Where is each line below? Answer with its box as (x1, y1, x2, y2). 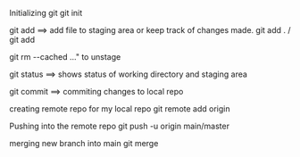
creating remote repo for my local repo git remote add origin (9, 103, 230, 114)
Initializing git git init (9, 8, 83, 18)
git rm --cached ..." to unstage (9, 52, 121, 62)
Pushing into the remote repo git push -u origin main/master (9, 120, 230, 131)
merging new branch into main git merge (9, 138, 159, 148)
